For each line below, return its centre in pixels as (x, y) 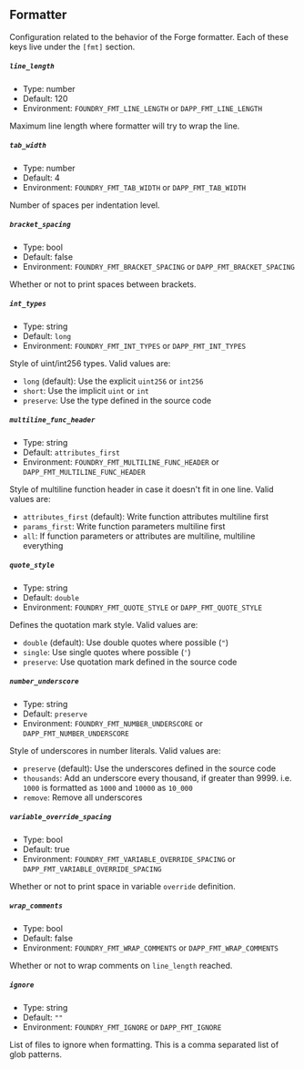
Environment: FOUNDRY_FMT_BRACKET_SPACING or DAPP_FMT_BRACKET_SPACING (159, 266)
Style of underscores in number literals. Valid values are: (115, 750)
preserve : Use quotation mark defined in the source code (130, 662)
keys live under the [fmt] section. (72, 46)
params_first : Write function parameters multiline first (124, 526)
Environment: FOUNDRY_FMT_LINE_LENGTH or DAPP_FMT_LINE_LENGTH (142, 108)
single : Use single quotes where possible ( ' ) (106, 652)
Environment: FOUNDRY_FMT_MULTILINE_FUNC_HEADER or (121, 462)
